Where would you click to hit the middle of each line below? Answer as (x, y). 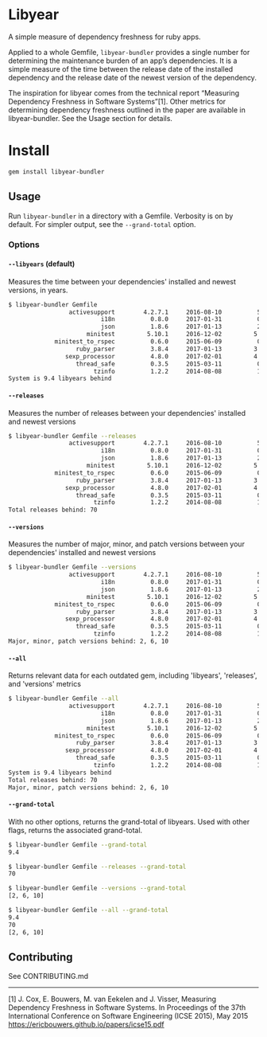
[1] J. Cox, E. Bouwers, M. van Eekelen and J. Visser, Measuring (112, 999)
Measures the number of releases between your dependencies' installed (127, 413)
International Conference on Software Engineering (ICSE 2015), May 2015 (128, 1016)
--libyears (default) (42, 264)
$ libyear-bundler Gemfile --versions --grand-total (97, 888)
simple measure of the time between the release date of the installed (121, 68)
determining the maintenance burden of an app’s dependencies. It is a (123, 61)
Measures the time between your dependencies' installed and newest (122, 281)
